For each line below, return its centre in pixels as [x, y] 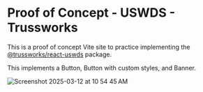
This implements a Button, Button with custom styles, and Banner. [102, 68]
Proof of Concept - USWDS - [91, 13]
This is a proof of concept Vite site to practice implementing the [99, 47]
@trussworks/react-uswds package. [60, 54]
